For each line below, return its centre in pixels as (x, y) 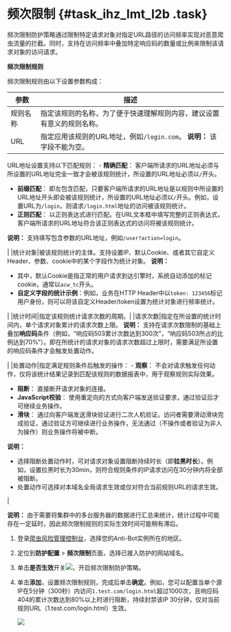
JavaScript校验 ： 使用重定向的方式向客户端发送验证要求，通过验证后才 (118, 397)
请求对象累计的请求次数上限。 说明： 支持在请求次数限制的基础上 (129, 324)
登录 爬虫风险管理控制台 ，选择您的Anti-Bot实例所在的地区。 (101, 538)
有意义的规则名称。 (71, 124)
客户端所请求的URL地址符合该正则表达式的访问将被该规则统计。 (107, 223)
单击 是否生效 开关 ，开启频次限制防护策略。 (81, 567)
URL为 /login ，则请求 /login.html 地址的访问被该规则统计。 (107, 206)
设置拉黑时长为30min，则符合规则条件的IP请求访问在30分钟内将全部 (126, 469)
